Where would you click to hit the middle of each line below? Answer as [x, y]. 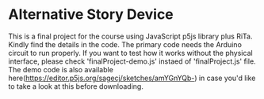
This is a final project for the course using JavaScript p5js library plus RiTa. [130, 36]
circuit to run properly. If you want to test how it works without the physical [130, 53]
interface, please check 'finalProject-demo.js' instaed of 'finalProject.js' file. [132, 61]
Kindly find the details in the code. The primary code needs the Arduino [125, 44]
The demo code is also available [61, 69]
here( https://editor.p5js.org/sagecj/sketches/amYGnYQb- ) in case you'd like [132, 78]
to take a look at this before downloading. [76, 86]
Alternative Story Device [91, 15]
